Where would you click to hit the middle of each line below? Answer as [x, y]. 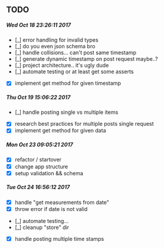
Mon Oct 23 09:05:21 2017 [40, 145]
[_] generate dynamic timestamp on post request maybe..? [86, 59]
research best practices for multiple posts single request [84, 124]
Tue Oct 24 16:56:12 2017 [38, 187]
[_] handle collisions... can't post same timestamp [75, 52]
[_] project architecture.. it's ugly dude [62, 66]
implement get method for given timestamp [68, 83]
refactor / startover [38, 160]
